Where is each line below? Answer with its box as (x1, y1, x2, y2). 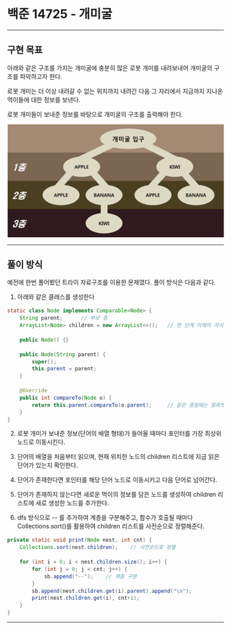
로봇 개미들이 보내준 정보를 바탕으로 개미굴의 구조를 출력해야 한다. (7, 110, 184, 118)
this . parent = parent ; (32, 365, 97, 372)
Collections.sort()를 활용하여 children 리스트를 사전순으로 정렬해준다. (16, 522, 205, 530)
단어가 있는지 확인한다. (16, 461, 78, 469)
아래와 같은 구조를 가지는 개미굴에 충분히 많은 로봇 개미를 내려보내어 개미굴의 (7, 63, 213, 72)
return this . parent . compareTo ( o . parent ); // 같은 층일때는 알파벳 (32, 401, 225, 409)
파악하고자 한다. (19, 72, 63, 80)
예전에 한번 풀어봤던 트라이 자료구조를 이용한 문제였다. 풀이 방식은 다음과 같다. (7, 278, 217, 286)
